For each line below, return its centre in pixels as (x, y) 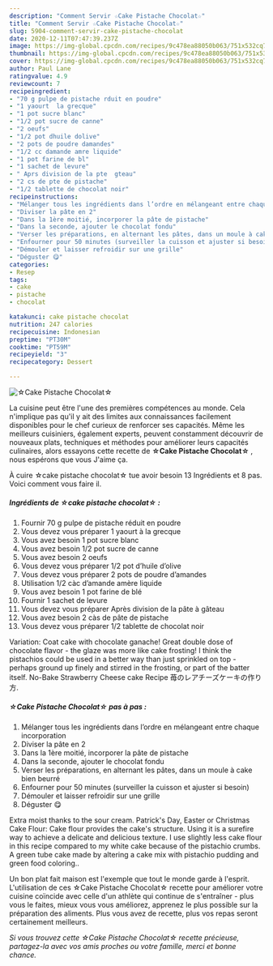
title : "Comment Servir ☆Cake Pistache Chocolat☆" (96, 24)
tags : (18, 280)
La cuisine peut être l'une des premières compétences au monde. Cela (127, 408)
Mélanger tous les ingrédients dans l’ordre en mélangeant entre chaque (140, 727)
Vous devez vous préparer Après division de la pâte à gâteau (123, 609)
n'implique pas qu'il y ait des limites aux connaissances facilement (120, 417)
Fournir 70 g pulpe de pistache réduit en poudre (101, 523)
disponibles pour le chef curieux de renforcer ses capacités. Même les (127, 425)
